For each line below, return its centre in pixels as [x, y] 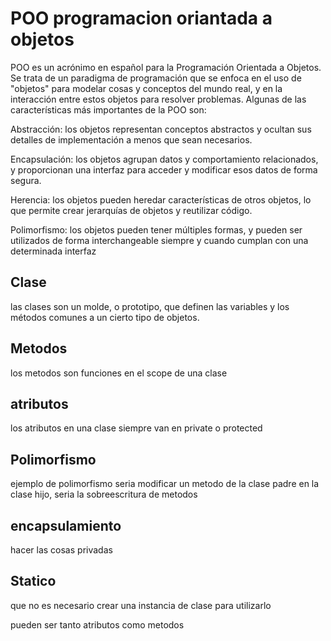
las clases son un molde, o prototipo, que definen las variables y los [150, 306]
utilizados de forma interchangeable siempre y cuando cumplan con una [159, 240]
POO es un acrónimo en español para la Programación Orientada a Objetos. [166, 67]
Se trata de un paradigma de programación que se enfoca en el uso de [156, 78]
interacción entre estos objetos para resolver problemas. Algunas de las [158, 99]
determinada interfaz [53, 251]
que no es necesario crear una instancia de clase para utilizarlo [141, 605]
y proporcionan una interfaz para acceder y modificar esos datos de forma [164, 169]
